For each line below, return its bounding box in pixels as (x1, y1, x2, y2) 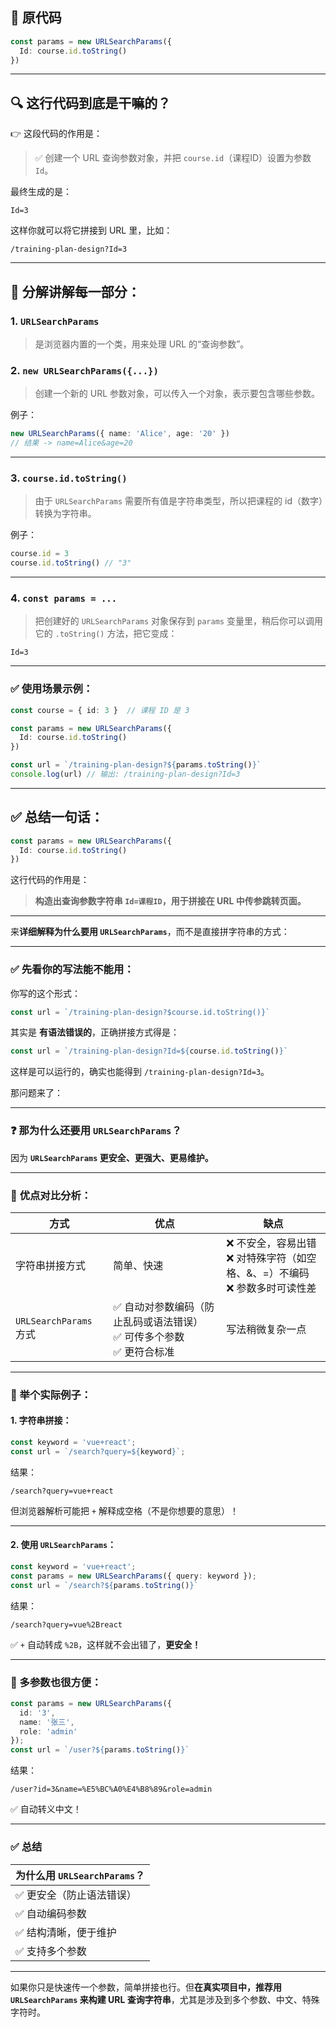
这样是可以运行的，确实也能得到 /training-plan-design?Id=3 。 (10, 1066, 270, 1078)
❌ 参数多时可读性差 (226, 1281, 317, 1295)
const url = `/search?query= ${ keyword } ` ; (10, 1446, 186, 1457)
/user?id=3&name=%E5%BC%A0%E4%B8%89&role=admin (10, 1784, 213, 1795)
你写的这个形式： (10, 987, 81, 999)
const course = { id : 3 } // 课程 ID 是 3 (10, 705, 190, 715)
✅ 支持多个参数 (15, 1944, 87, 1958)
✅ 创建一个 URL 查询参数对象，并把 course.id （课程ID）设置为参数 (34, 152, 312, 164)
